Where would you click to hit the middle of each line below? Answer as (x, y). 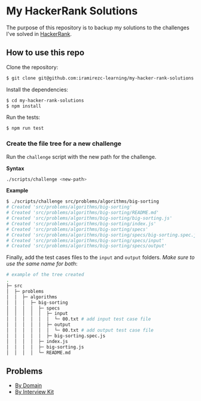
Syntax (15, 168)
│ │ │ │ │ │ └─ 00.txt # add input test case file (79, 319)
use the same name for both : (42, 264)
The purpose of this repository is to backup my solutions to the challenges (98, 27)
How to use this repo (45, 53)
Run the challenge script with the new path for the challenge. (81, 157)
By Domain (28, 385)
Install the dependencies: (37, 89)
